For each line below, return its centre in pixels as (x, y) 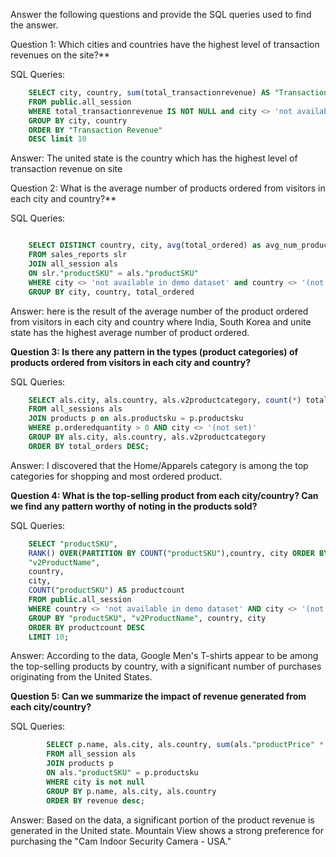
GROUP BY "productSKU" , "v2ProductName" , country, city (147, 618)
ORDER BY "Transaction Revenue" (95, 130)
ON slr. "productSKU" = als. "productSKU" (113, 273)
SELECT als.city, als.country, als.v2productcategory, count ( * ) (165, 400)
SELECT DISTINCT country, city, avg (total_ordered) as (145, 245)
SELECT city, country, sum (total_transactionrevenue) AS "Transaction (178, 93)
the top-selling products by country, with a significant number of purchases (166, 666)
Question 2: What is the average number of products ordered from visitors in (168, 188)
